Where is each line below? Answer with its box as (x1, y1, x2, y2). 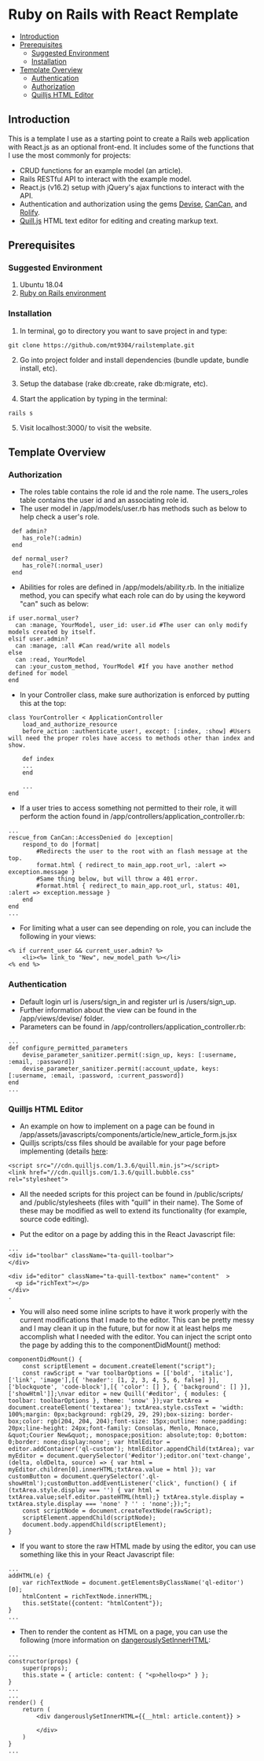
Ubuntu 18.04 (19, 280, 64, 290)
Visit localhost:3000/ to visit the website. (19, 423, 152, 432)
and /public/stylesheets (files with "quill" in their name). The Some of (19, 1198, 244, 1207)
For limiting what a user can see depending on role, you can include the (19, 923, 251, 933)
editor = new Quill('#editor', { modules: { (78, 1390, 226, 1398)
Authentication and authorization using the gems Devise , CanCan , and (19, 199, 247, 209)
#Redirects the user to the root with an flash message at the (36, 847, 247, 855)
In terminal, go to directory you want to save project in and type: (19, 326, 228, 335)
